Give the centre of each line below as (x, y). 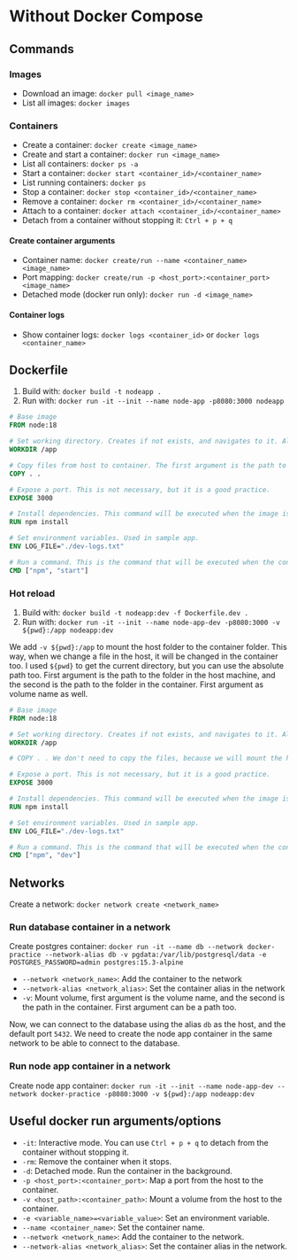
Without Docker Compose (106, 16)
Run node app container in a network (90, 1066)
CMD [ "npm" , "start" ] (49, 570)
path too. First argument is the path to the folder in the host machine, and (142, 675)
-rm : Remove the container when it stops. (97, 1161)
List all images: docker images (76, 103)
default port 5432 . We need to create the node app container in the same (141, 1034)
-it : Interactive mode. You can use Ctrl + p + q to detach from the (145, 1142)
